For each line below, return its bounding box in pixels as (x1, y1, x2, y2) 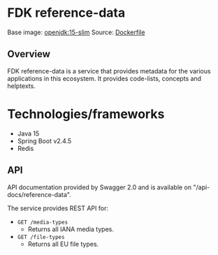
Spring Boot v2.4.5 (17, 136, 72, 145)
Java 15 (17, 129, 40, 138)
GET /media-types (17, 219, 68, 226)
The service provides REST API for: (7, 204, 108, 212)
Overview (7, 48, 51, 60)
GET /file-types (17, 233, 65, 240)
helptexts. (7, 82, 36, 90)
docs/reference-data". (7, 190, 71, 198)
